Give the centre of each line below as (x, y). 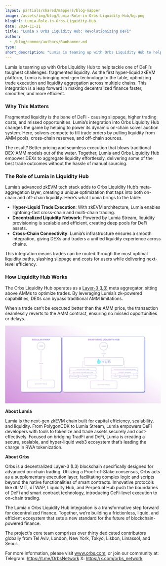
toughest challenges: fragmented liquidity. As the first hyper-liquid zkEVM (80, 72)
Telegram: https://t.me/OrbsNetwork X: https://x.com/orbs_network (74, 558)
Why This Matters (27, 106)
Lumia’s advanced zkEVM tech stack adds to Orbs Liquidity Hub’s (72, 187)
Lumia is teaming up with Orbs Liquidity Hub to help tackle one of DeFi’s (79, 67)
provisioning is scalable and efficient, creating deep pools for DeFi (80, 223)
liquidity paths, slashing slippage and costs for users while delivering (75, 259)
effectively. (17, 437)
